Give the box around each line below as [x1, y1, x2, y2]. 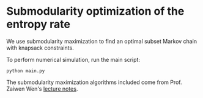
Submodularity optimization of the [6, 4, 185, 18]
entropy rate [6, 17, 70, 31]
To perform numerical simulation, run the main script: [6, 56, 141, 63]
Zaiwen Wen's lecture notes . [6, 85, 78, 92]
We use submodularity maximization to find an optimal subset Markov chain [6, 37, 197, 45]
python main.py [6, 67, 45, 74]
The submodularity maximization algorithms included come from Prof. [6, 78, 182, 86]
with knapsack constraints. [6, 44, 75, 51]
